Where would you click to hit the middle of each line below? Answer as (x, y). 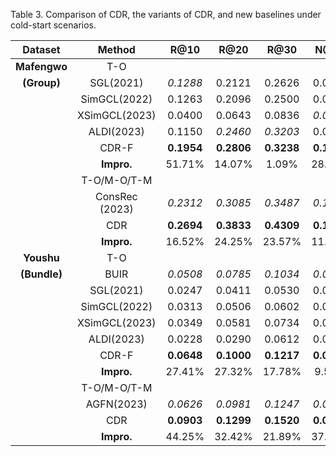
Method (116, 49)
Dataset (41, 49)
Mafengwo (41, 66)
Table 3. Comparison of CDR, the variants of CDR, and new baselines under (166, 14)
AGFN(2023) (116, 404)
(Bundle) (41, 274)
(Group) (41, 82)
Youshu (41, 257)
